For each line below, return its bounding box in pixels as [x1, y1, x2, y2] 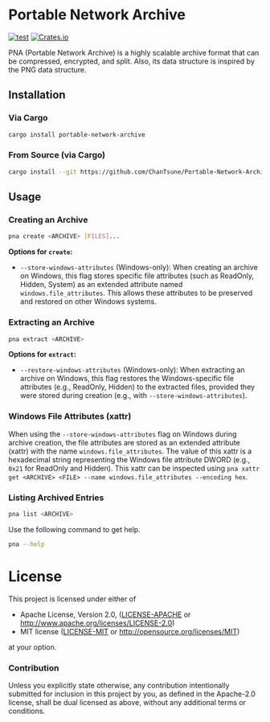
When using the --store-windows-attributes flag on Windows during [8, 429, 237, 439]
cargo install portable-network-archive [8, 130, 146, 138]
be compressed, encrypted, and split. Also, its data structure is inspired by [8, 56, 255, 66]
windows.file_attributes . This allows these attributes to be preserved [19, 288, 253, 298]
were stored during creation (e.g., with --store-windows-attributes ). [19, 391, 247, 400]
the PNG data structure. [8, 64, 87, 74]
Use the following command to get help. [8, 524, 141, 534]
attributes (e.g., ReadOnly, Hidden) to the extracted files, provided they [19, 382, 256, 392]
